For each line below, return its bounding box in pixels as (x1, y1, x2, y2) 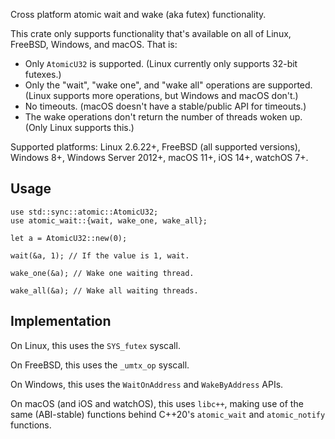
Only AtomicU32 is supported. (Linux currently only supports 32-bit (24, 58, 298, 69)
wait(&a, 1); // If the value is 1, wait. (10, 250, 190, 261)
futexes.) (24, 69, 62, 80)
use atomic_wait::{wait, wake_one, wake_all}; (10, 215, 208, 226)
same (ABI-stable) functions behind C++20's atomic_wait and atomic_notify (10, 408, 326, 420)
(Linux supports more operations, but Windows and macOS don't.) (24, 90, 299, 101)
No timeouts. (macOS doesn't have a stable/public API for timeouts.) (24, 100, 307, 112)
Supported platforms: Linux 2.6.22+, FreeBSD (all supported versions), (10, 141, 301, 153)
